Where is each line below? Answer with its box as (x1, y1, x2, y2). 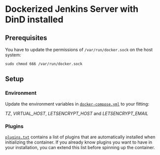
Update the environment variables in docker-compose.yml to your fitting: (5, 101, 149, 107)
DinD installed (5, 14, 64, 25)
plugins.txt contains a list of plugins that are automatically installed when (5, 134, 156, 140)
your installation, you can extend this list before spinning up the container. (5, 144, 155, 150)
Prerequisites (5, 34, 47, 42)
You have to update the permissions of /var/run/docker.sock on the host (5, 47, 153, 52)
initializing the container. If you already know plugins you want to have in (5, 139, 153, 145)
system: (5, 52, 21, 58)
